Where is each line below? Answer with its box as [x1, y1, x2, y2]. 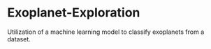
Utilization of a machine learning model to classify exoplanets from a [7, 28, 205, 36]
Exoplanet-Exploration [7, 5, 140, 21]
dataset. [7, 35, 31, 43]
